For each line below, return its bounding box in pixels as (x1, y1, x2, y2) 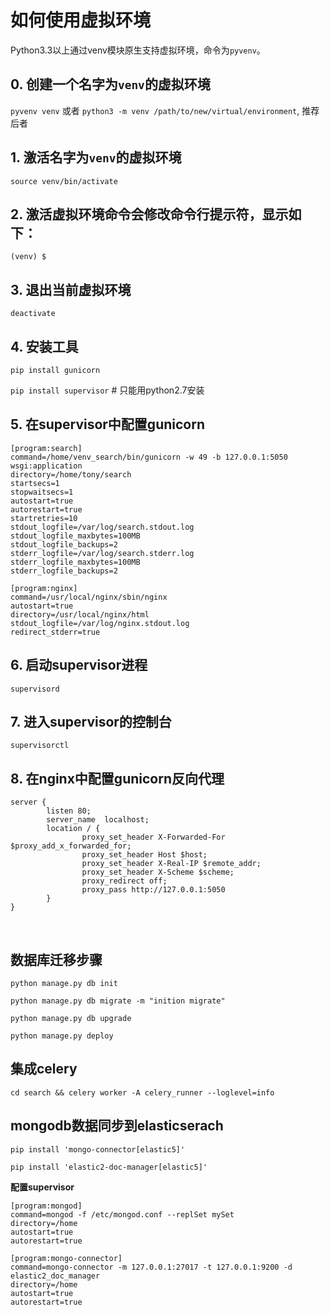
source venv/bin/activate (10, 176, 118, 186)
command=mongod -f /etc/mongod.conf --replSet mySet (10, 1209, 235, 1220)
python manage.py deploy (10, 1031, 114, 1041)
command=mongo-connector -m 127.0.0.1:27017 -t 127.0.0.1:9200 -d (10, 1262, 293, 1272)
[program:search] (10, 443, 83, 453)
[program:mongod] (10, 1201, 83, 1211)
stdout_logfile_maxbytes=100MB (10, 531, 141, 541)
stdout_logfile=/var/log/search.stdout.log (10, 522, 195, 532)
